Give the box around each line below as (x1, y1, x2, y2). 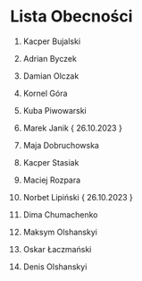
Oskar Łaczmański (22, 243, 92, 254)
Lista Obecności (10, 6, 133, 27)
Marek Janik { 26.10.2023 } (22, 123, 123, 133)
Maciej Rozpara (22, 175, 81, 185)
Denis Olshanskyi (22, 261, 88, 272)
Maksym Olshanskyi (22, 226, 97, 237)
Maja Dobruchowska (22, 140, 99, 150)
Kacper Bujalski (22, 36, 81, 47)
